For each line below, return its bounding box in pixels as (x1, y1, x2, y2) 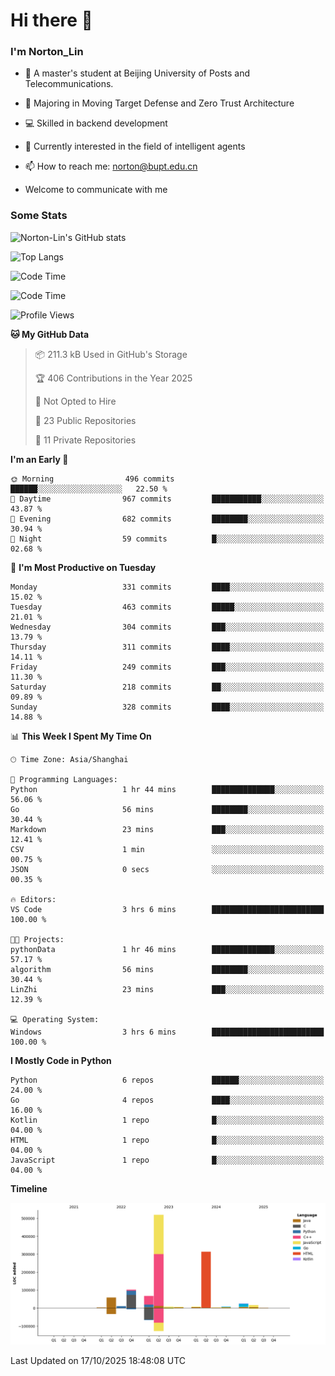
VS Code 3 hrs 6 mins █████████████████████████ (10, 904, 325, 914)
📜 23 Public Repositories (34, 414, 137, 426)
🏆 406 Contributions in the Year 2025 (34, 372, 193, 384)
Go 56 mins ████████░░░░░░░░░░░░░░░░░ (10, 804, 325, 814)
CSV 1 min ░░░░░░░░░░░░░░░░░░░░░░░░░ (10, 844, 325, 854)
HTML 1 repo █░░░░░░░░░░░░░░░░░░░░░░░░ (10, 1135, 325, 1145)
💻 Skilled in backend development (24, 117, 168, 129)
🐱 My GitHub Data (10, 328, 90, 340)
